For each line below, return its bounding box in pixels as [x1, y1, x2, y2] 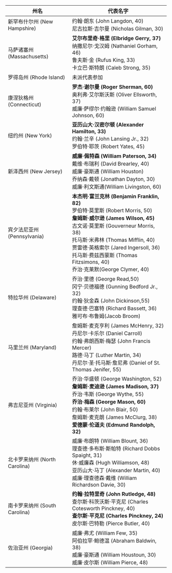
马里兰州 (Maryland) [8, 344, 57, 351]
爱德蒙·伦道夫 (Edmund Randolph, [72, 421, 155, 428]
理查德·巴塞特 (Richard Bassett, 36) [72, 305, 157, 312]
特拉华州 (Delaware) [8, 294, 57, 301]
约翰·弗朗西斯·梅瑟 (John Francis [72, 337, 151, 345]
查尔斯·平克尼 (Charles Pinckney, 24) [72, 512, 164, 519]
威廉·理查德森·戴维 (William [72, 475, 137, 481]
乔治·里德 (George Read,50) [72, 275, 139, 282]
